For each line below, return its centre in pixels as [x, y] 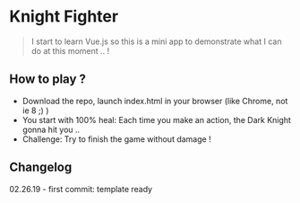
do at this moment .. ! [70, 50]
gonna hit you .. [51, 129]
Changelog [41, 168]
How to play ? [48, 79]
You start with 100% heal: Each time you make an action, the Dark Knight [156, 119]
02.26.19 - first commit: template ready [81, 189]
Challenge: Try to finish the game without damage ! [117, 139]
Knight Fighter [64, 17]
